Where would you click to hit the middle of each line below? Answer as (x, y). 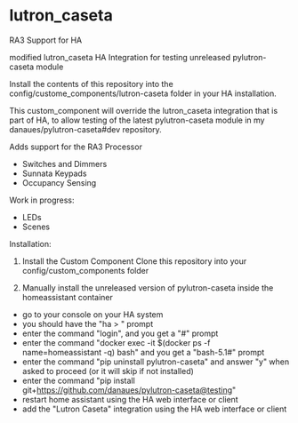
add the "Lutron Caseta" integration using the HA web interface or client (154, 409)
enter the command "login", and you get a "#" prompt (120, 333)
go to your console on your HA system (93, 314)
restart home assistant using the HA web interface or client (130, 399)
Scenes (36, 227)
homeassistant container (68, 297)
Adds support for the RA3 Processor (76, 147)
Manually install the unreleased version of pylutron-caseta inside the (148, 287)
